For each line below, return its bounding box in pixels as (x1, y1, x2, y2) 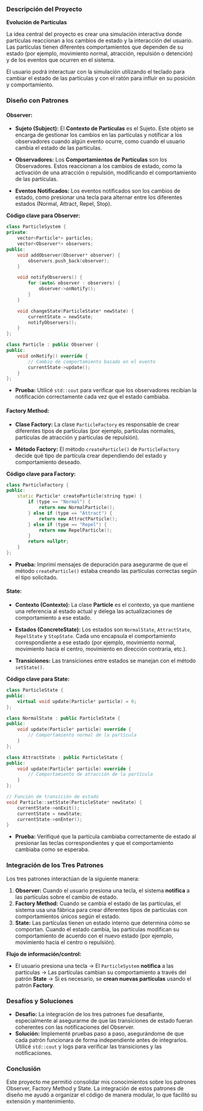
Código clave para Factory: (6, 470, 76, 477)
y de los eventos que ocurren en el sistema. (6, 57, 115, 64)
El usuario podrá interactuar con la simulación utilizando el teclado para (6, 68, 185, 75)
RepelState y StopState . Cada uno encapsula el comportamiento (15, 633, 176, 640)
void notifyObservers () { (17, 275, 83, 281)
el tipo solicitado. (15, 573, 58, 581)
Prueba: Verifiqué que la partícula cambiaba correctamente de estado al (15, 833, 196, 840)
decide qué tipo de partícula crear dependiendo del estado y (15, 452, 167, 459)
